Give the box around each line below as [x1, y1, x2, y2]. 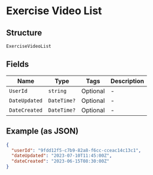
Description [110, 77, 145, 85]
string [48, 87, 67, 94]
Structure [6, 28, 43, 38]
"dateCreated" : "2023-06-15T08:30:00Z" [11, 158, 110, 164]
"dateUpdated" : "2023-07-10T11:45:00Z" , [11, 153, 112, 159]
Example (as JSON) [6, 126, 79, 137]
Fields [6, 59, 30, 69]
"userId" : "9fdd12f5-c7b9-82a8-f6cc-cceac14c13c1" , [11, 147, 142, 153]
